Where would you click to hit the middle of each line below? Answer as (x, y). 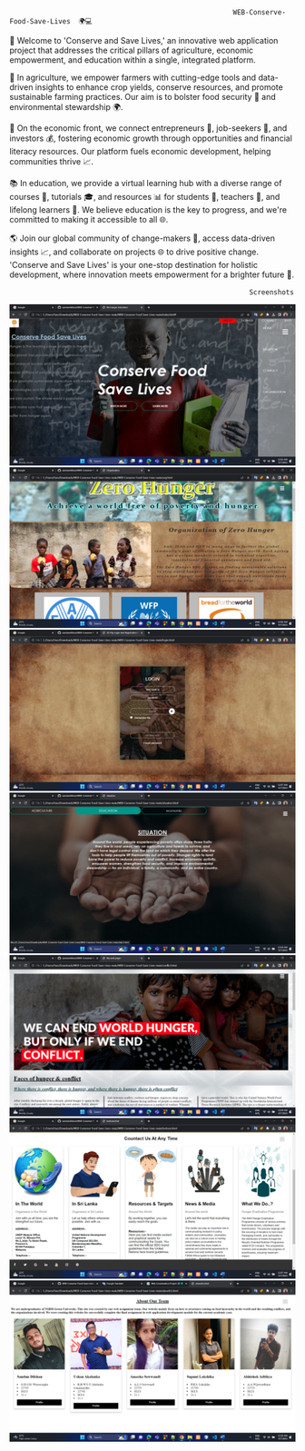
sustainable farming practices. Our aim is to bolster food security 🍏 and (143, 97)
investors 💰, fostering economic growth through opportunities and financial (151, 138)
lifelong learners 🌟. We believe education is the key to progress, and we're (148, 210)
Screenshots (272, 293)
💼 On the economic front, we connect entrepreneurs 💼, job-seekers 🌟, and (148, 128)
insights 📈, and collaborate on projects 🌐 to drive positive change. (134, 252)
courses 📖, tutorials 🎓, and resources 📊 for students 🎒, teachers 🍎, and (145, 197)
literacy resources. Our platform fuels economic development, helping (140, 151)
